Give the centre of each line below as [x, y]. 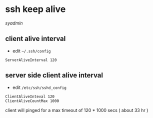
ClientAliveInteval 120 [30, 96]
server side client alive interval [54, 75]
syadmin [14, 23]
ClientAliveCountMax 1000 [32, 101]
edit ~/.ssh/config [31, 50]
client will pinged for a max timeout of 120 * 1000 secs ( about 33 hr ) [77, 110]
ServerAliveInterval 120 [31, 60]
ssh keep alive [35, 9]
